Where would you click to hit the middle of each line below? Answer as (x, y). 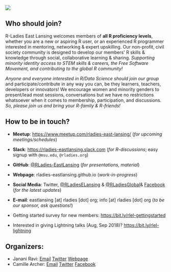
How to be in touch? (38, 122)
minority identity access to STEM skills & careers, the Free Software (77, 63)
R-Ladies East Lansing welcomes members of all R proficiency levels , (79, 36)
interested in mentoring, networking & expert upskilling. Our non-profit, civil (85, 47)
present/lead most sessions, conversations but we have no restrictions (80, 95)
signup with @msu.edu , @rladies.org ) (51, 155)
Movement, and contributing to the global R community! (64, 69)
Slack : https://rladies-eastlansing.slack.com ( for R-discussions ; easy (85, 149)
